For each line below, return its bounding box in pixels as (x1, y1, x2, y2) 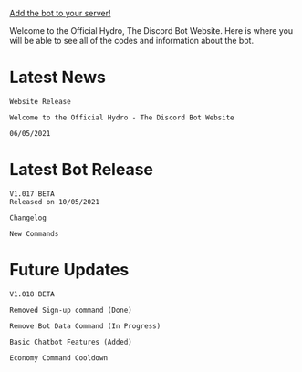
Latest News (9, 67, 107, 88)
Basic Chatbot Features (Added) (9, 337, 132, 346)
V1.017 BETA (9, 189, 55, 199)
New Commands (9, 229, 59, 238)
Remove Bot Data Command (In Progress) (9, 321, 161, 331)
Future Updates (9, 260, 130, 281)
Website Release (9, 97, 71, 106)
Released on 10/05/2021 (9, 197, 100, 206)
